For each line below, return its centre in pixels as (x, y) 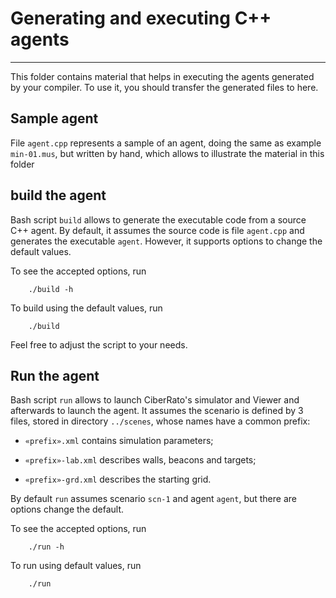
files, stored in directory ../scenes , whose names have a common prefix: (160, 421)
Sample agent (54, 118)
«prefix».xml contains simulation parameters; (119, 441)
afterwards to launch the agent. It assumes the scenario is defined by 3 (157, 411)
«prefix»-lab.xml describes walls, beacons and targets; (140, 460)
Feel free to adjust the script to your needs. (99, 344)
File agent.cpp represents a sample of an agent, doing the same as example (166, 143)
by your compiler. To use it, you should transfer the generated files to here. (164, 87)
